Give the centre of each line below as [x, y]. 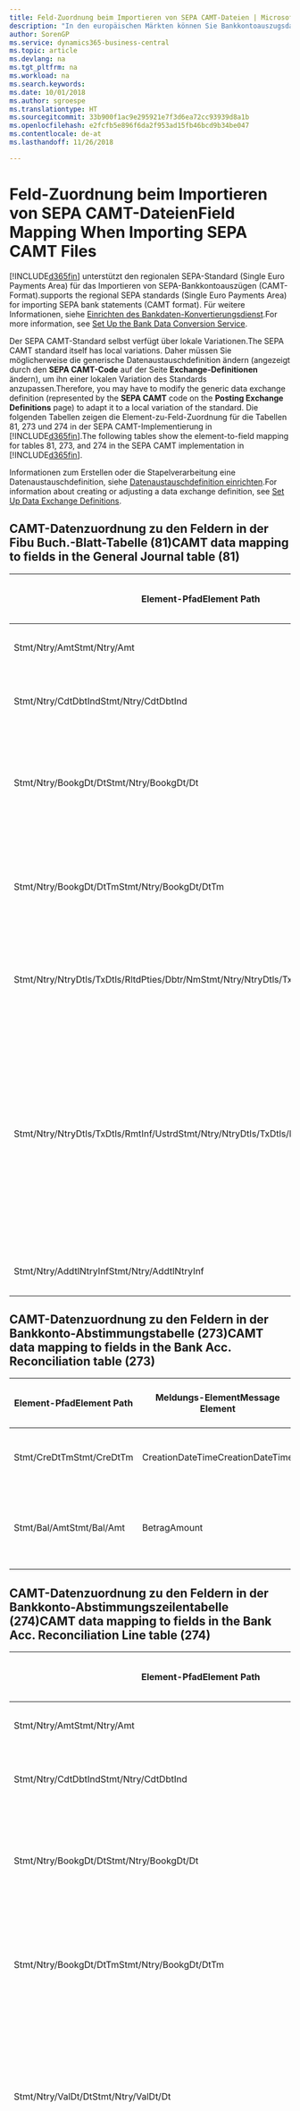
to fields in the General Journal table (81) [125, 557]
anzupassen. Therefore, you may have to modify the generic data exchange [147, 388]
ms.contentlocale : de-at [55, 134]
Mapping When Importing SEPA [129, 232]
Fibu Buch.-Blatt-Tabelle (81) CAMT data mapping [149, 543]
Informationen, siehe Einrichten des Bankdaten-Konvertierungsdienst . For [143, 314]
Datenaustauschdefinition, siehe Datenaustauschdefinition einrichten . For [143, 481]
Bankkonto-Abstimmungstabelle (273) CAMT [137, 1333]
